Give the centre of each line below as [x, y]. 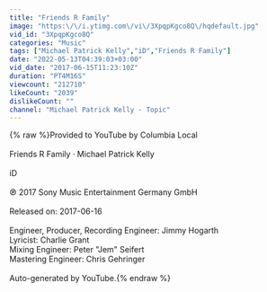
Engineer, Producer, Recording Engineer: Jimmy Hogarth [114, 231]
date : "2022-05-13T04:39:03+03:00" [76, 59]
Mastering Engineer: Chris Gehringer [77, 259]
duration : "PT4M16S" [48, 76]
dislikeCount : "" [42, 101]
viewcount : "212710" [48, 84]
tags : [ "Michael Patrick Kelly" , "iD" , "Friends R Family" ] [120, 51]
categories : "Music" [48, 43]
